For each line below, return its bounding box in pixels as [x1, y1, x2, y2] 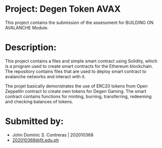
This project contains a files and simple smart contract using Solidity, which [5, 58, 158, 64]
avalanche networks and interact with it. [5, 73, 86, 79]
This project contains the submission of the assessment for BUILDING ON [5, 20, 154, 25]
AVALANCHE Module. [5, 24, 49, 30]
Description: [5, 42, 57, 53]
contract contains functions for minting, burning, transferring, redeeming [5, 93, 152, 99]
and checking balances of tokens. [5, 99, 73, 105]
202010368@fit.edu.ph [12, 137, 59, 143]
